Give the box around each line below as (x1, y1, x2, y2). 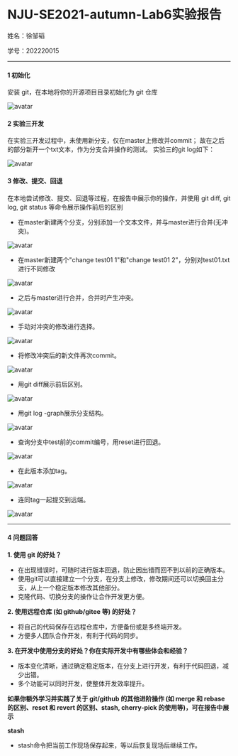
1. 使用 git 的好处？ (7, 550, 62, 558)
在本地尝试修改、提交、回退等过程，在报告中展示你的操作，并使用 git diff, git (7, 193, 231, 202)
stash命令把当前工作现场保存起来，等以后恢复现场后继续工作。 (17, 740, 202, 750)
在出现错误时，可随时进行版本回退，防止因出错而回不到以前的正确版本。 (17, 566, 229, 574)
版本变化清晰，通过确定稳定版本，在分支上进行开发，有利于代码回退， (17, 661, 223, 670)
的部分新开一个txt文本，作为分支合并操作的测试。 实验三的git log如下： (7, 145, 215, 153)
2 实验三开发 (7, 119, 45, 128)
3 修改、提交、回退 (7, 176, 63, 185)
